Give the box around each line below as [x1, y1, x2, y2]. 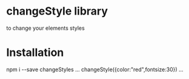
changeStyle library [6, 4, 108, 18]
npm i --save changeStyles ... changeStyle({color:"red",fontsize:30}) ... [6, 66, 184, 73]
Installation [6, 46, 64, 60]
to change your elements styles [6, 24, 85, 32]
